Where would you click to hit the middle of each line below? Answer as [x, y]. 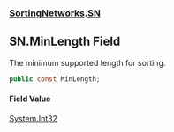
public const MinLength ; [55, 79]
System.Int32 [33, 118]
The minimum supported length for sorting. [87, 62]
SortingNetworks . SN [55, 13]
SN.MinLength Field [65, 42]
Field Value [30, 99]
